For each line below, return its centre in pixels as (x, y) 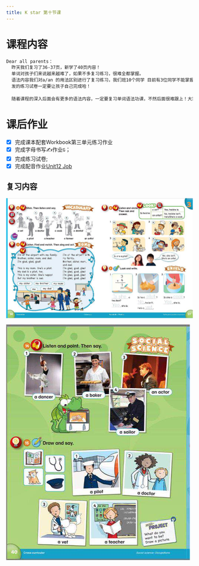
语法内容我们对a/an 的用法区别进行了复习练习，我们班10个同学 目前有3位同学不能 (98, 80)
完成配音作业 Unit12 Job (43, 166)
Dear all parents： (30, 61)
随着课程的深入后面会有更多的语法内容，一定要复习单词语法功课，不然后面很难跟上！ (99, 99)
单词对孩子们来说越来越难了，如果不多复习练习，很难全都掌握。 (78, 74)
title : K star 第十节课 (33, 12)
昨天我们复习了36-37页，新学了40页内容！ (56, 68)
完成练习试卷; (31, 159)
